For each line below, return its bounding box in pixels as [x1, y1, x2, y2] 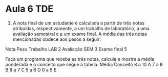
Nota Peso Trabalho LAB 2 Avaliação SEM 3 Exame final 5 [5, 46, 127, 52]
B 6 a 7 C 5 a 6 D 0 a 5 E [5, 67, 57, 73]
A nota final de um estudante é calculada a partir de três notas [12, 20, 145, 26]
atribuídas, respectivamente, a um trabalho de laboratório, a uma [12, 25, 150, 31]
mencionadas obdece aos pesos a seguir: [12, 36, 101, 42]
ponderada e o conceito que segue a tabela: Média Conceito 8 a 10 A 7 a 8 [5, 61, 163, 67]
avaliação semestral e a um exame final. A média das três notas [12, 31, 147, 37]
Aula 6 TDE [5, 3, 54, 15]
